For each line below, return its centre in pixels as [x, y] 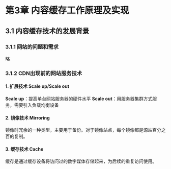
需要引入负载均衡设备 [36, 105]
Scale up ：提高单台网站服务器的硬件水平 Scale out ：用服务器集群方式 [79, 99]
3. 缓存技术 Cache [24, 149]
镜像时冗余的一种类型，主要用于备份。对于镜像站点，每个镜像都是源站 [79, 130]
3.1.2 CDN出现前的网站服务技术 [44, 73]
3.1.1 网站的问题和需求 [32, 46]
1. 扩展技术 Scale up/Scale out [37, 86]
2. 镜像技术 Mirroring [27, 117]
